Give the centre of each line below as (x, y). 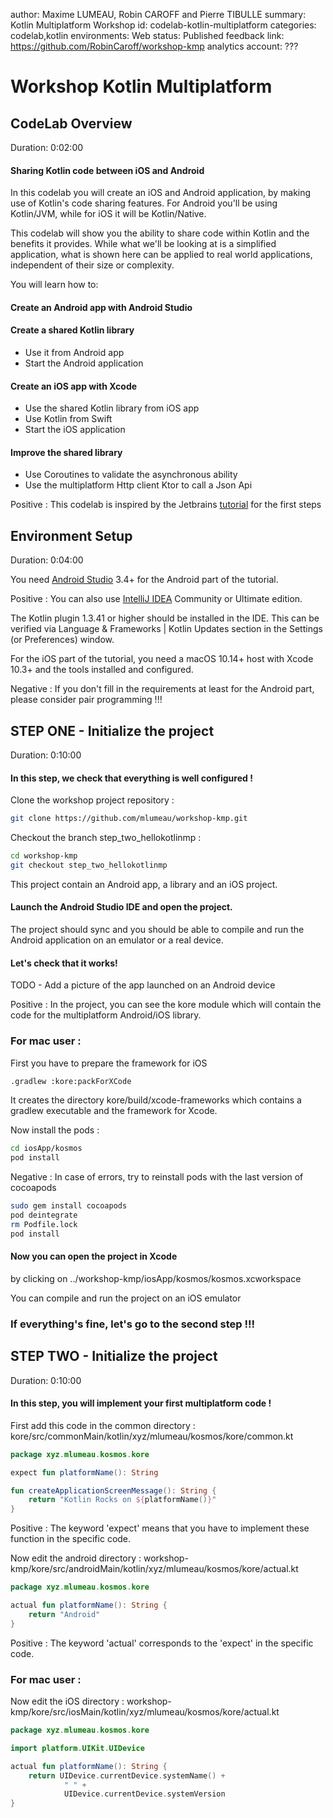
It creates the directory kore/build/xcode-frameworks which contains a (156, 1100)
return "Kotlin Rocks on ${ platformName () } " (122, 1500)
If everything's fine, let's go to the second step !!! (133, 1324)
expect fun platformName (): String (84, 1472)
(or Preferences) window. (62, 640)
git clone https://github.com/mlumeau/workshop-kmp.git (129, 819)
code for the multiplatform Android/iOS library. (106, 1015)
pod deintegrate (44, 1215)
